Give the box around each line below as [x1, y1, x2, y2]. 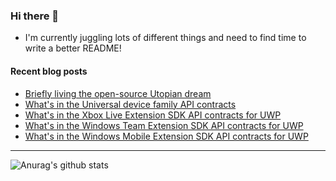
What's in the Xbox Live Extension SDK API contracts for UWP [24, 109, 282, 121]
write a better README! [24, 42, 122, 54]
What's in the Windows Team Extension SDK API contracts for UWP [24, 119, 304, 131]
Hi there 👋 [10, 9, 60, 23]
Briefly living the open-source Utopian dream [24, 87, 212, 99]
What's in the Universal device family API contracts [24, 98, 237, 110]
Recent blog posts [10, 65, 88, 77]
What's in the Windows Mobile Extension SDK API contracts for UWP [24, 130, 309, 142]
